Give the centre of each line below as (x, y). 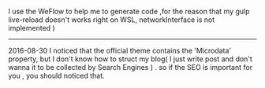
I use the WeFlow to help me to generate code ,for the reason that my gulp (129, 11)
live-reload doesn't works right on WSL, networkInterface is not (112, 20)
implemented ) (32, 28)
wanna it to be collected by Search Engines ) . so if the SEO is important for (131, 67)
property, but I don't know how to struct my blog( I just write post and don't (130, 59)
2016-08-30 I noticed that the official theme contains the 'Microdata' (120, 51)
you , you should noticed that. (56, 75)
